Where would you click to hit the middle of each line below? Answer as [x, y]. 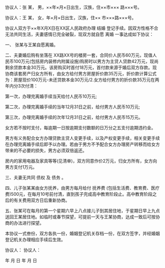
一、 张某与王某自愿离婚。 [31, 45]
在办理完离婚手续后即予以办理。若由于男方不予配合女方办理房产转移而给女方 [82, 144]
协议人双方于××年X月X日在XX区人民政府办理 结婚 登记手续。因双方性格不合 [82, 28]
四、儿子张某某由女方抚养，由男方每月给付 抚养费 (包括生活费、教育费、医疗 [82, 188]
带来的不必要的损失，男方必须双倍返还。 [46, 150]
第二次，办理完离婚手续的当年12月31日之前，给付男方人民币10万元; [73, 107]
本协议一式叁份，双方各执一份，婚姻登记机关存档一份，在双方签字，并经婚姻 [82, 233]
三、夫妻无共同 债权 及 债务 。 [36, 178]
